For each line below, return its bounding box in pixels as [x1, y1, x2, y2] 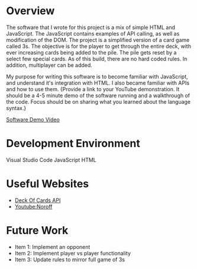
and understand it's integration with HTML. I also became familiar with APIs [6, 79, 190, 87]
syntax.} [6, 104, 27, 111]
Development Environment [6, 137, 140, 150]
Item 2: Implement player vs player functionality [14, 249, 131, 257]
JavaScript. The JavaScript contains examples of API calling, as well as [6, 30, 180, 37]
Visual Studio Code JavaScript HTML [6, 156, 96, 164]
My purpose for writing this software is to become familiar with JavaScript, [6, 73, 188, 80]
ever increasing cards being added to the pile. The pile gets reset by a [6, 49, 177, 56]
